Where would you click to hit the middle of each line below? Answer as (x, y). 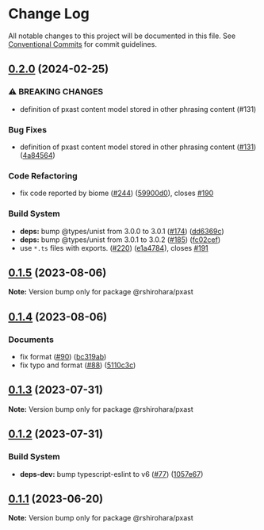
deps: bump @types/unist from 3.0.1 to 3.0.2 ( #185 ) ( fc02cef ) (120, 240)
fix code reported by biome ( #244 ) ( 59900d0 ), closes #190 (117, 193)
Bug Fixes (28, 129)
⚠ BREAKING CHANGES (56, 92)
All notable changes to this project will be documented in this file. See (122, 36)
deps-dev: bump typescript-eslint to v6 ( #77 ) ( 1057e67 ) (111, 474)
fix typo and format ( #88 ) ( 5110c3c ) (78, 365)
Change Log (49, 14)
